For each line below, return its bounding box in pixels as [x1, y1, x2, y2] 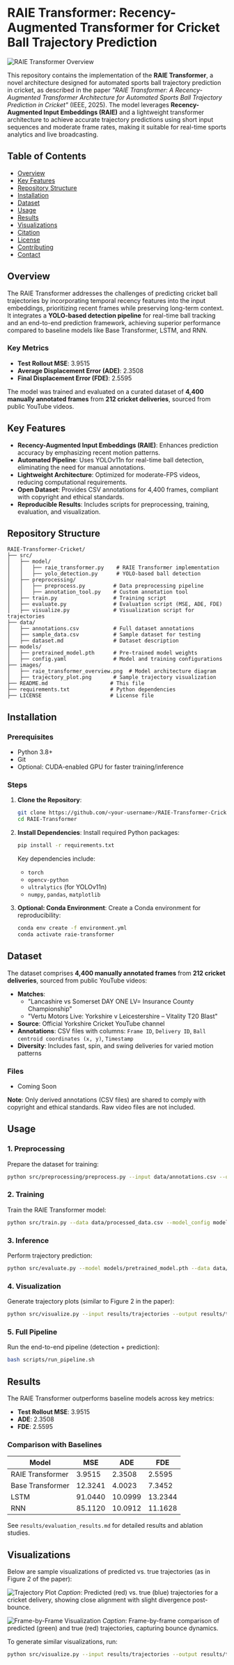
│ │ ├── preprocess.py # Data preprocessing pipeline [7, 583, 204, 590]
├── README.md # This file [7, 680, 145, 687]
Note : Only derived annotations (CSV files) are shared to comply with [7, 1095, 206, 1104]
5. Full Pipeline [7, 1327, 58, 1336]
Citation [17, 228, 40, 236]
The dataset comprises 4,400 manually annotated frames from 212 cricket [7, 969, 226, 977]
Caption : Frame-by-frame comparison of [102, 1617, 219, 1625]
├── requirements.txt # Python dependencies [7, 686, 176, 694]
